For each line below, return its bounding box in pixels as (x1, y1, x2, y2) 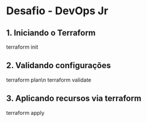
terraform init (6, 43, 39, 50)
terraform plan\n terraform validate (6, 76, 92, 84)
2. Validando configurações (6, 60, 111, 70)
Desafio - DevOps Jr (6, 4, 108, 18)
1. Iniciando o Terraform (6, 28, 96, 38)
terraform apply (6, 109, 45, 116)
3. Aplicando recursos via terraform (6, 94, 142, 104)
